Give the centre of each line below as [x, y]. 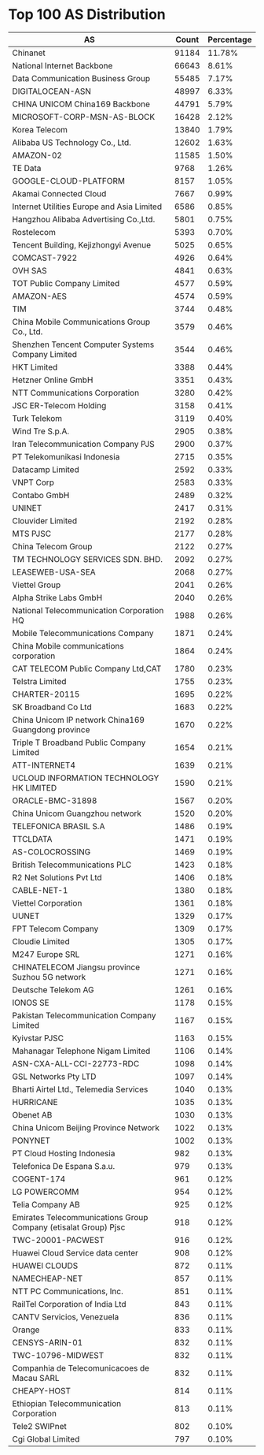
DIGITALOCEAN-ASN [52, 91]
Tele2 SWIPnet [39, 1426]
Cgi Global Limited [46, 1438]
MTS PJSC [32, 534]
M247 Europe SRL [46, 954]
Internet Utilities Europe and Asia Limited [87, 207]
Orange [26, 1330]
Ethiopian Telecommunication [67, 1403]
